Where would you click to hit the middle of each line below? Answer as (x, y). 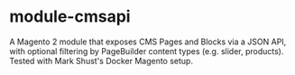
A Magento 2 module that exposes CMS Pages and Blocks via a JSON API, (148, 42)
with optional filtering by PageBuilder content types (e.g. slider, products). (147, 51)
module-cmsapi (70, 17)
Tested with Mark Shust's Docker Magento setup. (101, 61)
